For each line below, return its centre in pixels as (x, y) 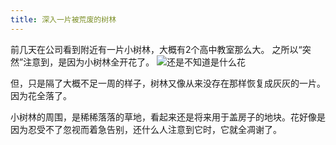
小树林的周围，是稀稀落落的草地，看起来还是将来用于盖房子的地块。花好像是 (168, 117)
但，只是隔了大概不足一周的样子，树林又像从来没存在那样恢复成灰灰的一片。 (168, 83)
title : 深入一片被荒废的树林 (63, 19)
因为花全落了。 (41, 95)
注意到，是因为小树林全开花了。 (89, 62)
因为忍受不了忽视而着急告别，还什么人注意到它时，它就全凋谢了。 (146, 129)
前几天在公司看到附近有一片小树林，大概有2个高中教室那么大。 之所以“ (156, 49)
